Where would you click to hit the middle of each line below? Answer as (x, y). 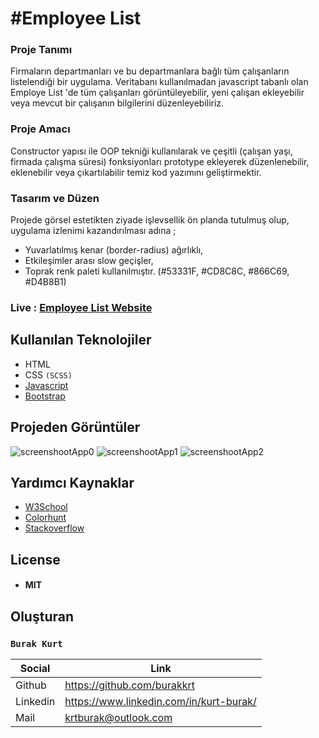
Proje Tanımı (41, 50)
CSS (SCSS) (48, 374)
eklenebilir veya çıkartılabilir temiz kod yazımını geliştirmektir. (136, 172)
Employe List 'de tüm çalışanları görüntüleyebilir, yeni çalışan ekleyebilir (157, 93)
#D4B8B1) (45, 282)
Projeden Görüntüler (75, 427)
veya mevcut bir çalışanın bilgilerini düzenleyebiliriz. (117, 103)
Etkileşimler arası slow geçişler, (89, 261)
